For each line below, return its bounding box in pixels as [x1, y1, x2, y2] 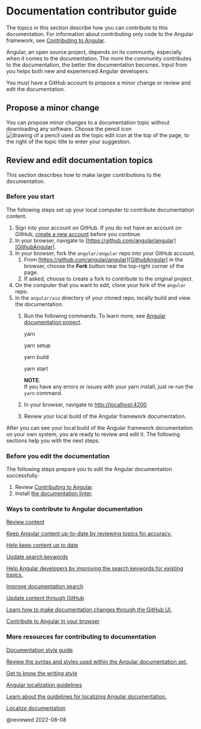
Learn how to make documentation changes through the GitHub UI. [6, 606, 172, 613]
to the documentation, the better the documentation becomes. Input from [6, 61, 188, 68]
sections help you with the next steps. [6, 436, 100, 444]
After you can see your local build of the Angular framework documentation [6, 424, 193, 431]
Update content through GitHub [6, 595, 85, 602]
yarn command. [23, 389, 63, 396]
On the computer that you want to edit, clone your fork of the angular [14, 281, 186, 288]
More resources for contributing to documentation [6, 632, 157, 641]
